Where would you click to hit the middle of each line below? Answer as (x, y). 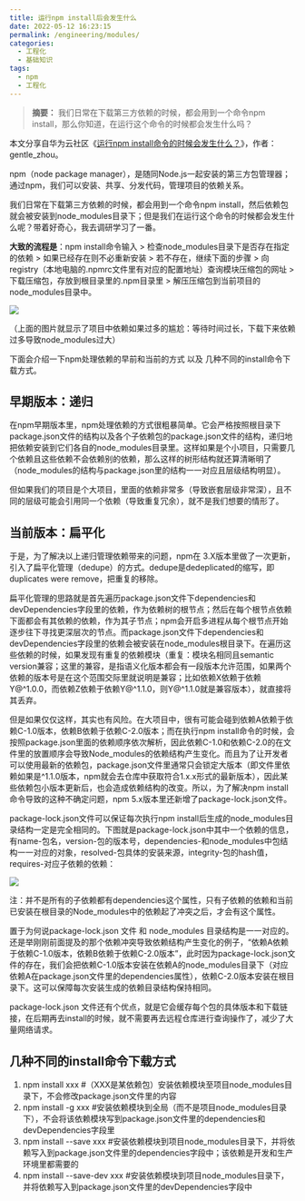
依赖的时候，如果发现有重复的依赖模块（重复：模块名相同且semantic (145, 655)
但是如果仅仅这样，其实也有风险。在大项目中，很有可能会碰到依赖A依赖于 (148, 720)
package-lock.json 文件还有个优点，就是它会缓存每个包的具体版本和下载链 (149, 1007)
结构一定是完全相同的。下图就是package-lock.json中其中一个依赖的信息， (155, 830)
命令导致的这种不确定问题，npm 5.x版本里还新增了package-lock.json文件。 (151, 799)
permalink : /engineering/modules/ (75, 35)
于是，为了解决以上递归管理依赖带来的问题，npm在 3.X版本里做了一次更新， (152, 556)
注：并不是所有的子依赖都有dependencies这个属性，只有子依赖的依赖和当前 (151, 900)
